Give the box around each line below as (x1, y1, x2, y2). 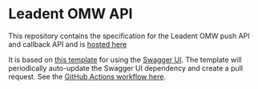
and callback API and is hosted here (8, 39, 127, 48)
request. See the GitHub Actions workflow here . (8, 72, 167, 81)
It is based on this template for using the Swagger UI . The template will (8, 55, 242, 64)
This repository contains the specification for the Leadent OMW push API (8, 31, 250, 41)
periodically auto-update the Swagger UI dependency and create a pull (8, 63, 243, 72)
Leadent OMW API (8, 5, 133, 23)
